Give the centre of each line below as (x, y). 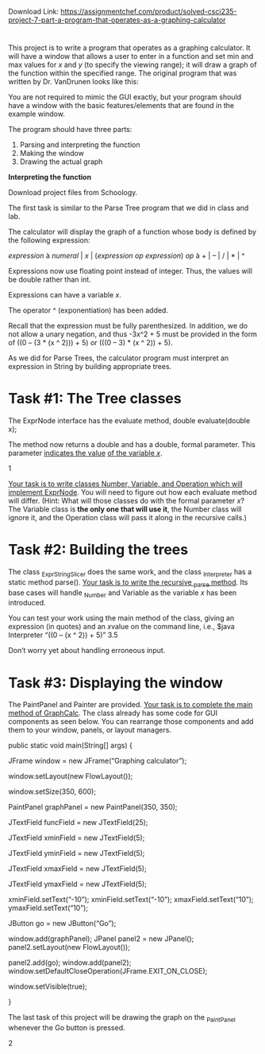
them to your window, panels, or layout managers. (90, 730)
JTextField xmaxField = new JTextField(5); (77, 869)
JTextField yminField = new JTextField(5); (77, 854)
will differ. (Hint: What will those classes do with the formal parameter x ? (126, 501)
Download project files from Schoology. (73, 193)
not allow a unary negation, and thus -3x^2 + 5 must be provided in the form (133, 334)
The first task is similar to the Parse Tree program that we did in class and (129, 208)
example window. (36, 114)
